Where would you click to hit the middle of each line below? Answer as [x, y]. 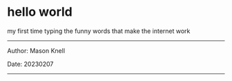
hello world [40, 12]
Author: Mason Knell [36, 50]
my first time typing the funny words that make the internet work [99, 31]
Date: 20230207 [30, 64]
